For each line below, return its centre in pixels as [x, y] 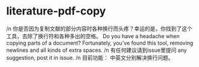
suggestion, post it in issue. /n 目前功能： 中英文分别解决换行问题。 [90, 57]
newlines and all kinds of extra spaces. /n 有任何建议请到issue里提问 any [96, 50]
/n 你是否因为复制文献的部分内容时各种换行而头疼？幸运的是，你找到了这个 [99, 28]
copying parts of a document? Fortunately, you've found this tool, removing [100, 43]
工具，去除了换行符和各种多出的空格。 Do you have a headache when [93, 36]
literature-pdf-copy [56, 11]
